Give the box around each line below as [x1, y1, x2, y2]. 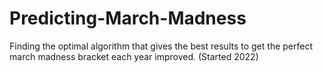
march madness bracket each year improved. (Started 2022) [9, 50, 259, 62]
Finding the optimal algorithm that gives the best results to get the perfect [9, 40, 313, 52]
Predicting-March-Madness [9, 7, 247, 30]
